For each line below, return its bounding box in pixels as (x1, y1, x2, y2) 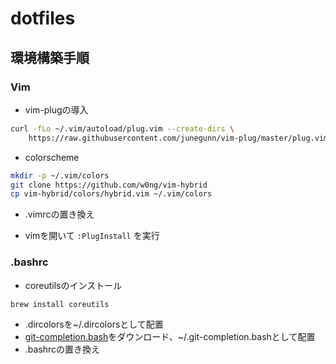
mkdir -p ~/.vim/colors (10, 170, 110, 181)
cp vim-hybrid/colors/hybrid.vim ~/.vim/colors (10, 189, 213, 199)
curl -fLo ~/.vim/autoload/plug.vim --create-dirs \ (10, 123, 235, 134)
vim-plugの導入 (24, 103, 89, 116)
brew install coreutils (10, 299, 110, 309)
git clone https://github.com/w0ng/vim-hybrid (10, 180, 208, 190)
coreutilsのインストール (24, 279, 123, 291)
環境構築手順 (10, 49, 90, 66)
